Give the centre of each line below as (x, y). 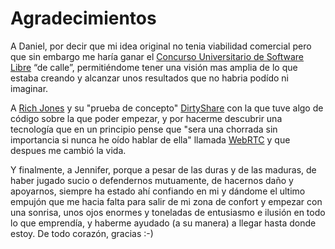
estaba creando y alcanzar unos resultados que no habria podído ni (149, 78)
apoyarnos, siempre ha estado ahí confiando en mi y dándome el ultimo (158, 191)
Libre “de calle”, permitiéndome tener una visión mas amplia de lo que (154, 67)
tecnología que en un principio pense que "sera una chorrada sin (144, 129)
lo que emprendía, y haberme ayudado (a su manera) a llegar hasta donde (163, 223)
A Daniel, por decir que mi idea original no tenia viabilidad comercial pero (161, 46)
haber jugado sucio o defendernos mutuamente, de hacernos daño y (152, 180)
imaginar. (29, 88)
